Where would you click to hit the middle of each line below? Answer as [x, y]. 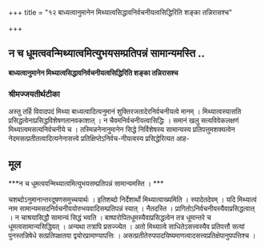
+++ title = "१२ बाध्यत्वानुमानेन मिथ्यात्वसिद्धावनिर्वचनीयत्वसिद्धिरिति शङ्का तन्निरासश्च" [120, 12]
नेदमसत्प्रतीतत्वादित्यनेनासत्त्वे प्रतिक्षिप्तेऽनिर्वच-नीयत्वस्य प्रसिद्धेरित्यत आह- [99, 139]
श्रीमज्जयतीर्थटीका [34, 94]
